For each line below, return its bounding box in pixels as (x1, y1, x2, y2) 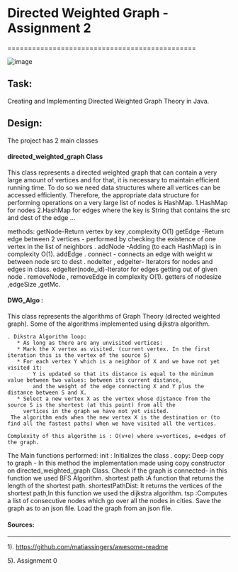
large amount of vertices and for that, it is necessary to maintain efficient (7, 175, 220, 184)
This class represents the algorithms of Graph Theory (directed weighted (7, 312, 221, 320)
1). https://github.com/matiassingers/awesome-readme (7, 543, 169, 551)
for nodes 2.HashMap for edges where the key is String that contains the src (7, 206, 231, 214)
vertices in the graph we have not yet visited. (23, 407, 170, 414)
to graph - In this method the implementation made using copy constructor (7, 458, 225, 467)
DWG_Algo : (7, 296, 44, 304)
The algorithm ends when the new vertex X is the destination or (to (10, 414, 220, 421)
